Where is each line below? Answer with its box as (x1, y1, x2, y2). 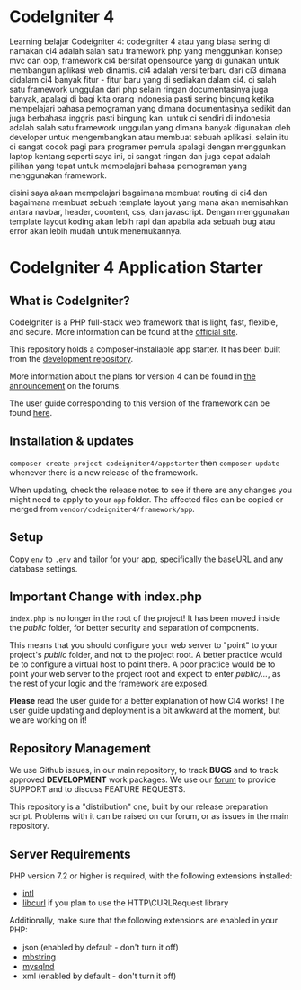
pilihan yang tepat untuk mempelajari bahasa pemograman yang (9, 160, 247, 171)
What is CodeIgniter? (9, 292, 130, 308)
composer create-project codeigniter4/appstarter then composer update (9, 457, 280, 468)
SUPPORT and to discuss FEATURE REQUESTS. (9, 784, 186, 795)
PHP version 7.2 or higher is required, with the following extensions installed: (9, 870, 293, 881)
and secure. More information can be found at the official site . (9, 326, 238, 337)
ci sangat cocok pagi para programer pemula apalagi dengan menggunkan (9, 141, 286, 152)
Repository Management (9, 741, 151, 756)
